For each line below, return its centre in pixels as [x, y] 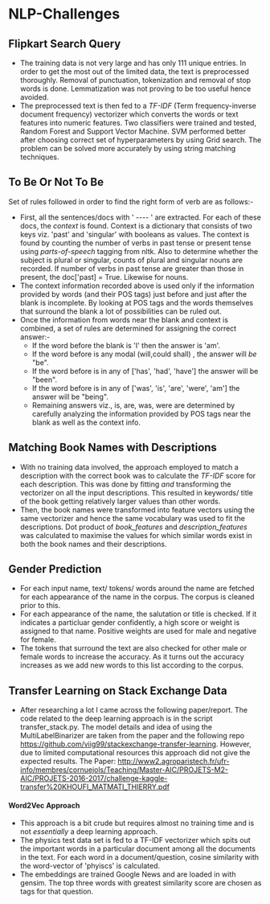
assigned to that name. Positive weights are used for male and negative [138, 631]
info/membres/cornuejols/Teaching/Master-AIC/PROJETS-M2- [124, 770]
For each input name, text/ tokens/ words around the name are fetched [137, 589]
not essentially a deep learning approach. [89, 832]
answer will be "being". [70, 397]
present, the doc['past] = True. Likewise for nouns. [104, 277]
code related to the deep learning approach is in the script [116, 719]
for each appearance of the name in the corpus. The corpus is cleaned [137, 597]
